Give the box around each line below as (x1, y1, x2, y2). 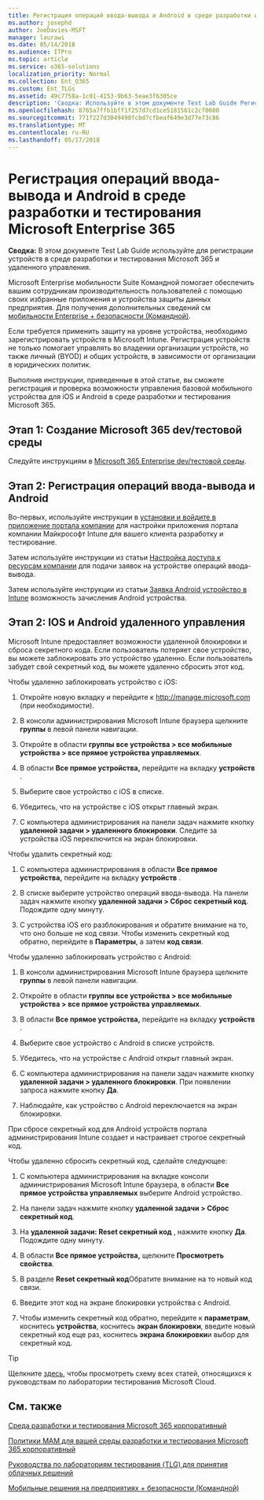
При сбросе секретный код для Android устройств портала (8, 1124, 207, 1133)
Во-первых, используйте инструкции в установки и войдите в (8, 512, 216, 522)
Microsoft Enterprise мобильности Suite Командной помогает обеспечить (8, 278, 255, 287)
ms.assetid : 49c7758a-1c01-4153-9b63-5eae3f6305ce (8, 92, 178, 100)
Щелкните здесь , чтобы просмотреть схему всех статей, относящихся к (8, 1369, 252, 1378)
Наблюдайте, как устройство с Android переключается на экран (19, 1100, 237, 1110)
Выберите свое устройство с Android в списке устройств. (19, 1038, 214, 1047)
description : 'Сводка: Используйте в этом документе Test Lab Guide (8, 99, 237, 107)
